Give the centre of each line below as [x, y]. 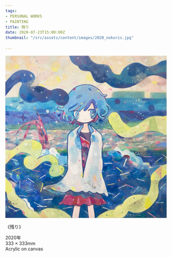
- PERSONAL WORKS [24, 16]
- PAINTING [17, 22]
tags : [11, 11]
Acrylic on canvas [24, 249]
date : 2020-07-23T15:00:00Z [35, 33]
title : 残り [17, 27]
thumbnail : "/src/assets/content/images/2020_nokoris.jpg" [70, 38]
